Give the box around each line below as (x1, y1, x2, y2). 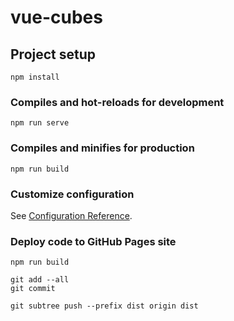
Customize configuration (10, 187, 135, 201)
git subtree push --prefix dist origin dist (10, 301, 199, 311)
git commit (10, 284, 56, 294)
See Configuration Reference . (10, 209, 133, 221)
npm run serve (10, 118, 70, 128)
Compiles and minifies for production (10, 141, 195, 155)
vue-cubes (10, 6, 103, 29)
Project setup (10, 46, 97, 63)
